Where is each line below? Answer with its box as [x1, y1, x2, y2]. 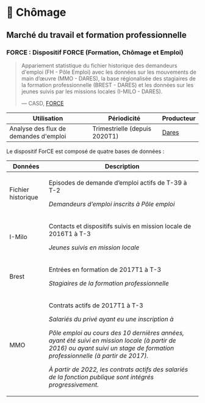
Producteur [162, 114, 196, 123]
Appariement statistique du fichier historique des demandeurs [21, 62, 178, 69]
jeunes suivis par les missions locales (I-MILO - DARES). [21, 88, 163, 95]
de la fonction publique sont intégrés [48, 373, 154, 381]
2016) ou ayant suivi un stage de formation [48, 344, 174, 352]
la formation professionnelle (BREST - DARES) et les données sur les [21, 81, 194, 88]
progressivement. [48, 380, 99, 389]
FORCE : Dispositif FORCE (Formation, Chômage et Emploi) [6, 48, 184, 57]
